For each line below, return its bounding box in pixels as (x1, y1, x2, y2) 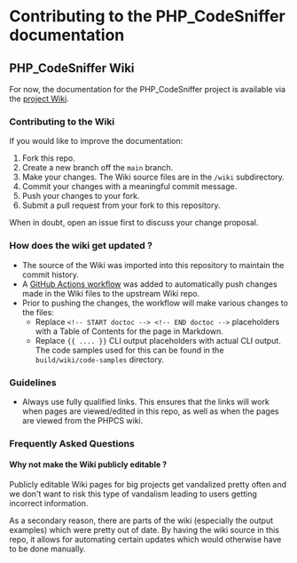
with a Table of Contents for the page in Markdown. (35, 326, 224, 337)
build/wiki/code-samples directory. (35, 353, 164, 365)
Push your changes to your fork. (21, 191, 140, 202)
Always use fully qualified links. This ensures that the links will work (21, 396, 270, 407)
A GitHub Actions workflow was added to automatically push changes (21, 278, 277, 289)
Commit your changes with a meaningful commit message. (21, 181, 238, 192)
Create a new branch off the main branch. (21, 163, 174, 173)
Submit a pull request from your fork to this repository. (21, 200, 221, 210)
